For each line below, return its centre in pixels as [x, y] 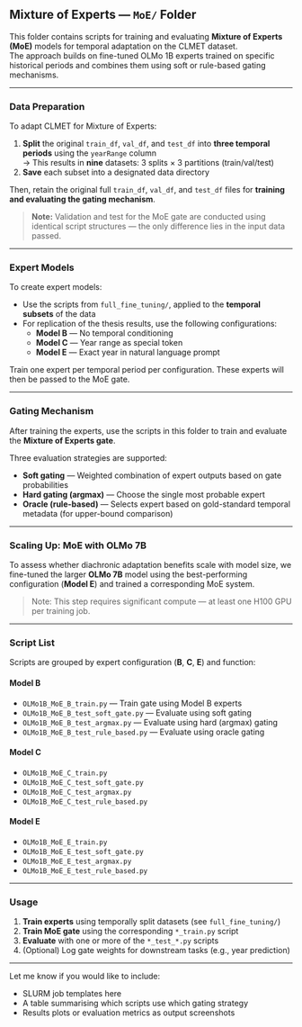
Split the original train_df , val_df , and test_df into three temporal [146, 144]
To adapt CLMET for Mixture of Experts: [83, 126]
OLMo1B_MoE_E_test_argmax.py [77, 861]
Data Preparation [47, 106]
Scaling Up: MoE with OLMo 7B [78, 545]
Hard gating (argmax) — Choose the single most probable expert [143, 494]
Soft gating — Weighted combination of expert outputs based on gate [152, 475]
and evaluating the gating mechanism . [82, 199]
